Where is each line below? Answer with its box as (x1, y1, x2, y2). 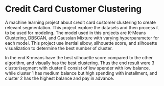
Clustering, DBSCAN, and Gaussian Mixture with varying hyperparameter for (5, 35, 159, 41)
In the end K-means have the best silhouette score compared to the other (5, 54, 153, 60)
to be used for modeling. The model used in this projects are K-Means (5, 30, 146, 35)
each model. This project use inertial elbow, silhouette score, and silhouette (5, 40, 158, 46)
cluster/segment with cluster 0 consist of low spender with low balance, (5, 65, 150, 71)
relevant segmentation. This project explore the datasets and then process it (5, 24, 159, 30)
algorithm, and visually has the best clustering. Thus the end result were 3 (5, 60, 155, 66)
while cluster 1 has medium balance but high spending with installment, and (5, 70, 158, 76)
